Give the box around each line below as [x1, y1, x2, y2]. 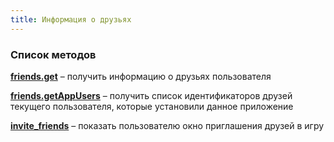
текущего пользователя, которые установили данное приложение [10, 100, 294, 112]
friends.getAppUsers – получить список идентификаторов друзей [10, 89, 293, 101]
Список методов [10, 47, 97, 61]
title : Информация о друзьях [10, 14, 132, 25]
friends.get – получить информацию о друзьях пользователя [10, 70, 272, 82]
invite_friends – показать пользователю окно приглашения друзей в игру [10, 119, 325, 131]
